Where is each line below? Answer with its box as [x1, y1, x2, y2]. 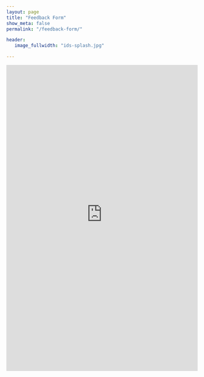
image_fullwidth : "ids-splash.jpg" [14, 43, 104, 49]
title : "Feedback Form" [6, 15, 67, 21]
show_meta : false [6, 20, 50, 26]
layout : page [6, 9, 39, 15]
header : [6, 37, 26, 43]
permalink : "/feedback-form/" [6, 26, 83, 32]
